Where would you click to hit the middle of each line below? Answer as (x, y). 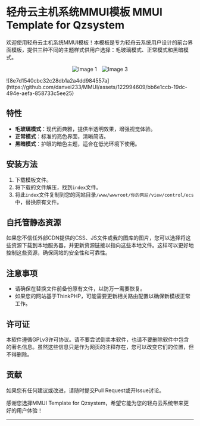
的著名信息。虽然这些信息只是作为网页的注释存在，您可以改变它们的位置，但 (100, 347)
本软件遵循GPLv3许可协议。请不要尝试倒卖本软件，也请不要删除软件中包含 (98, 340)
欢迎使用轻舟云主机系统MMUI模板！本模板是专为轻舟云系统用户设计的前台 (97, 42)
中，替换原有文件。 (38, 202)
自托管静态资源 (34, 223)
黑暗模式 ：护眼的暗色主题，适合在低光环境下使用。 (77, 144)
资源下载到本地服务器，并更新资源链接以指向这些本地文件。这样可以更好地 (102, 245)
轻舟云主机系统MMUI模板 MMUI (84, 12)
